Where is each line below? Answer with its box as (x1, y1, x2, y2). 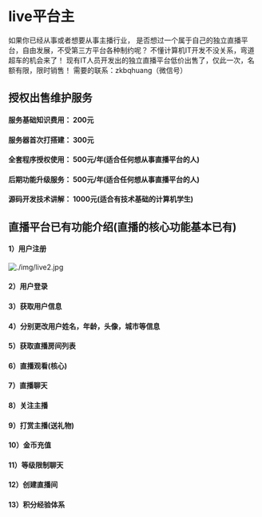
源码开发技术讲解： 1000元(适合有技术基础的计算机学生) (8, 194, 194, 204)
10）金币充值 (8, 440, 52, 450)
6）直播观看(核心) (8, 361, 68, 370)
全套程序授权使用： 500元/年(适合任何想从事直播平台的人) (8, 155, 200, 164)
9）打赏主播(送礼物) (8, 420, 74, 430)
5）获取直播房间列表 (8, 341, 76, 351)
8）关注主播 (8, 401, 49, 410)
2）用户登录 (8, 281, 48, 291)
